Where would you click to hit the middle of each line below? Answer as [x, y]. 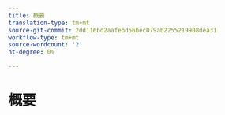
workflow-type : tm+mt [44, 37]
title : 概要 [26, 15]
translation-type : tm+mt [49, 23]
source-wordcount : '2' [45, 45]
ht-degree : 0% [32, 52]
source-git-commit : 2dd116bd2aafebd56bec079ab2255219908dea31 [112, 30]
